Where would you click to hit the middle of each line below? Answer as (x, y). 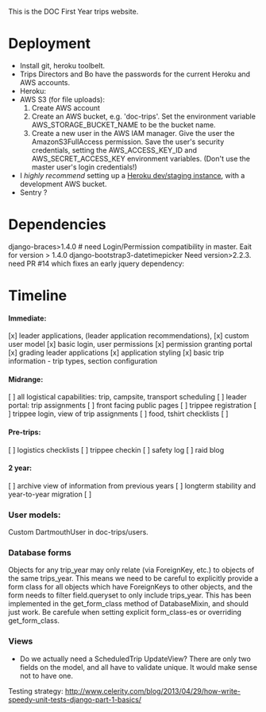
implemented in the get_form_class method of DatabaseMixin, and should (128, 604)
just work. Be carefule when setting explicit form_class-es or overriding (125, 613)
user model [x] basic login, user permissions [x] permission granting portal (130, 344)
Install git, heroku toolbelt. (62, 65)
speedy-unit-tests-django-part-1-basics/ (75, 699)
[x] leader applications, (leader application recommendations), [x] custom (129, 336)
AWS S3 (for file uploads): (62, 99)
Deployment (50, 44)
